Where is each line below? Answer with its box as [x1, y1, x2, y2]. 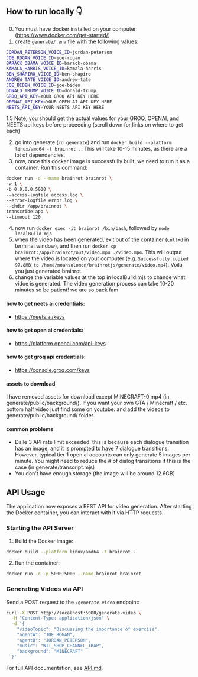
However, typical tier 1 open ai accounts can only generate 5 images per [14, 451, 191, 458]
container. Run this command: [14, 164, 87, 171]
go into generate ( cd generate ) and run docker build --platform [14, 139, 172, 146]
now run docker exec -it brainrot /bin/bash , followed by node [14, 225, 170, 232]
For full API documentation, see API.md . [6, 665, 103, 672]
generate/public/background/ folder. [6, 412, 95, 419]
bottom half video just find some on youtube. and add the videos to [6, 406, 170, 413]
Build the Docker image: [14, 537, 74, 545]
